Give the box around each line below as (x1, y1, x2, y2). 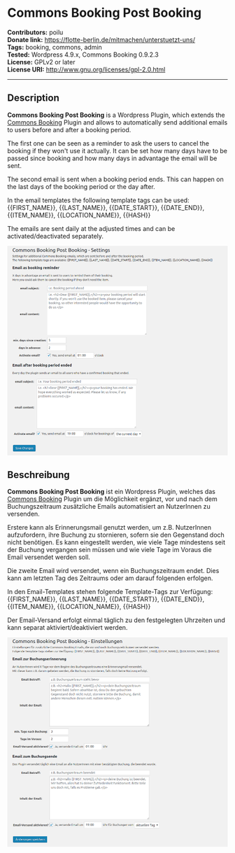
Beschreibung (7, 469, 70, 481)
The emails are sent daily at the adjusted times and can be (7, 224, 176, 232)
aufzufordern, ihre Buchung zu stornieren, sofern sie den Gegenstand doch (7, 530, 225, 540)
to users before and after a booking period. (7, 125, 131, 134)
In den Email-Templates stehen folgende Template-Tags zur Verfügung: (7, 588, 213, 596)
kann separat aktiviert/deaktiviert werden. (7, 623, 128, 632)
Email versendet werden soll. (7, 553, 91, 561)
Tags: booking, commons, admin (7, 43, 103, 51)
